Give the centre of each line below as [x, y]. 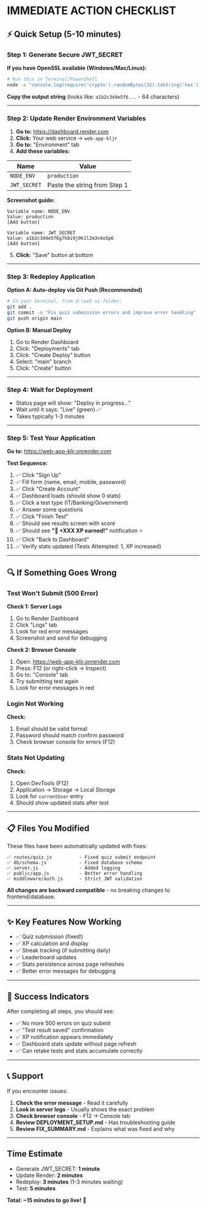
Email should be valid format [52, 729]
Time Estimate [35, 1154]
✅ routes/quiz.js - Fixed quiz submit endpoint [82, 857]
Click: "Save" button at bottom [54, 255]
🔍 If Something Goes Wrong [62, 572]
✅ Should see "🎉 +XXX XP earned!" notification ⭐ [79, 530]
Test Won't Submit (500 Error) [53, 593]
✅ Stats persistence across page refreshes [70, 964]
